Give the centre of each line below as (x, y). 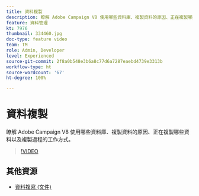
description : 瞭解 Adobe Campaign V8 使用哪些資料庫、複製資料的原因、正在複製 (97, 17)
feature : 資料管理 (27, 23)
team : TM (17, 45)
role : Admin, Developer (36, 50)
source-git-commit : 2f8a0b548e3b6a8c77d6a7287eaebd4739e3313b (84, 61)
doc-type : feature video (37, 39)
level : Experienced (30, 56)
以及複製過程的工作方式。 (42, 140)
